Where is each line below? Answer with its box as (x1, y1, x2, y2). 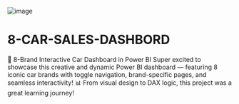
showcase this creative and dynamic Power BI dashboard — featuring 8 (7, 63, 218, 71)
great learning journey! (7, 88, 75, 97)
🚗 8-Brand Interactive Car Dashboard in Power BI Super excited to (7, 55, 201, 63)
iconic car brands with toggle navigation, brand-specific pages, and (7, 70, 207, 78)
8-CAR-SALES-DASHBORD (7, 32, 171, 48)
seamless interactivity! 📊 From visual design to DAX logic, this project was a (7, 78, 232, 87)
